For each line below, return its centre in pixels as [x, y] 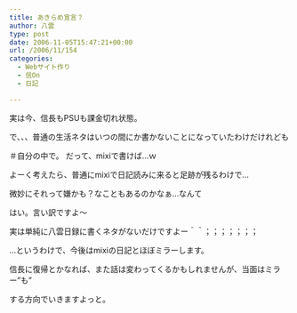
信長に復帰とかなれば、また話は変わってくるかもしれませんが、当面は [137, 269]
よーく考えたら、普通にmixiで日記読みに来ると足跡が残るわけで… [129, 174]
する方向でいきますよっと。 [60, 299]
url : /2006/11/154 [43, 51]
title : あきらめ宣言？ [47, 17]
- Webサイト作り [44, 68]
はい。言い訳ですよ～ [48, 212]
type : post [29, 34]
